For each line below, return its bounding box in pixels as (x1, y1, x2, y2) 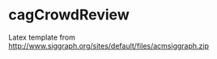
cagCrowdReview (8, 6, 130, 24)
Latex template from (8, 32, 75, 42)
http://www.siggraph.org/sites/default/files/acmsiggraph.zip (8, 40, 209, 50)
